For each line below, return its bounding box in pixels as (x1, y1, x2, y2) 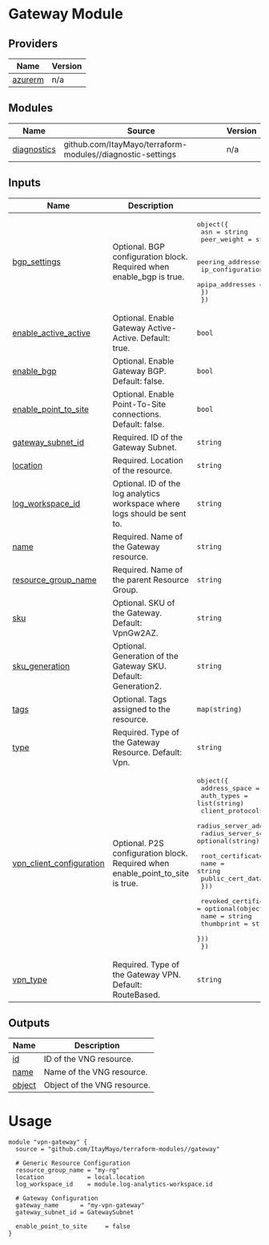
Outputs (8, 1016, 50, 1030)
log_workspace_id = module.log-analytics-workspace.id (15, 1181, 214, 1189)
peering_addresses (196, 258, 264, 266)
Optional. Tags (112, 694, 167, 705)
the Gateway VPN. (112, 969, 182, 980)
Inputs (8, 176, 42, 189)
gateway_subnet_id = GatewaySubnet (15, 1209, 134, 1217)
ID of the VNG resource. (43, 1053, 134, 1064)
